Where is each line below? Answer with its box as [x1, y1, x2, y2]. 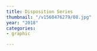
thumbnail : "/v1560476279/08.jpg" [6, 14, 92, 20]
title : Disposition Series [6, 8, 73, 15]
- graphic [6, 31, 31, 37]
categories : [6, 25, 36, 31]
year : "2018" [6, 20, 39, 26]
